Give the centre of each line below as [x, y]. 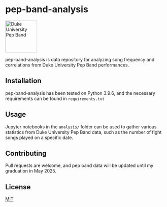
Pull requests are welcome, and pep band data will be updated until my [79, 165]
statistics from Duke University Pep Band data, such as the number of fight [83, 132]
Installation [23, 81]
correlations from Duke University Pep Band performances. [67, 65]
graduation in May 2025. [31, 171]
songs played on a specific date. [39, 137]
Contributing [26, 153]
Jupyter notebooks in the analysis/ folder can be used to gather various [81, 127]
